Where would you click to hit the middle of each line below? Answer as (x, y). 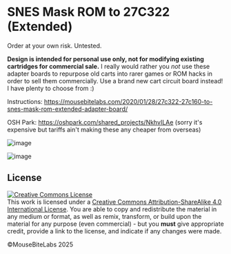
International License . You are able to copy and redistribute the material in (112, 209)
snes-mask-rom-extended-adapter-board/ (68, 109)
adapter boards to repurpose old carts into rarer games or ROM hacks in (110, 74)
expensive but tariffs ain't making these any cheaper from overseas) (104, 129)
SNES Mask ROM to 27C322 (89, 12)
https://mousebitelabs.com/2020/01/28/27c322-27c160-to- (128, 101)
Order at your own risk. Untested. (54, 45)
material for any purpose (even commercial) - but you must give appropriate (115, 224)
